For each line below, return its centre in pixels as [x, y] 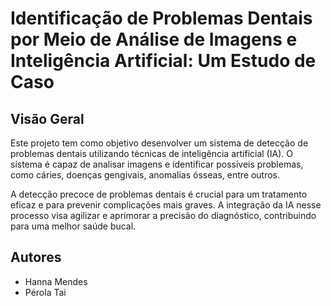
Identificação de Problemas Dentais [161, 18]
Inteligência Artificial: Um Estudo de [163, 61]
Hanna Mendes [56, 281]
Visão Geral [47, 118]
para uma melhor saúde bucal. [73, 226]
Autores [36, 257]
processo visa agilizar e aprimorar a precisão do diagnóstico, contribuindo [163, 215]
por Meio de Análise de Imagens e [154, 39]
